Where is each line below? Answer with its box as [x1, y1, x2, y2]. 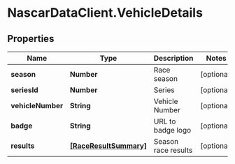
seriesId [10, 85, 38, 95]
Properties [7, 33, 55, 45]
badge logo [153, 126, 192, 135]
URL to [153, 117, 176, 126]
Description [153, 54, 194, 63]
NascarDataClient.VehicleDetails [7, 5, 203, 21]
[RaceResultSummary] [69, 141, 147, 151]
